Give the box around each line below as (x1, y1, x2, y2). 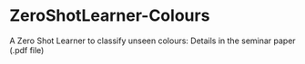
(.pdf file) (9, 44, 45, 55)
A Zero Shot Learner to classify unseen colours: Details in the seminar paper (9, 35, 296, 46)
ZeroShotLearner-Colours (9, 5, 210, 26)
